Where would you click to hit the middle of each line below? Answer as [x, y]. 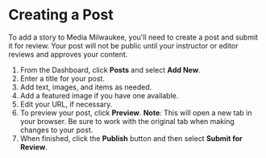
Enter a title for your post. [62, 78]
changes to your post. [56, 130]
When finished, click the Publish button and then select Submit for [131, 138]
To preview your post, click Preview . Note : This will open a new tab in [136, 112]
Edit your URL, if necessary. [66, 104]
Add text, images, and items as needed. [86, 87]
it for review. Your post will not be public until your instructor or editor [123, 45]
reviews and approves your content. [68, 54]
